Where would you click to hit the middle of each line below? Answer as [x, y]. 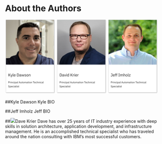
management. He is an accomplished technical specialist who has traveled [80, 131]
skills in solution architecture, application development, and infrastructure [78, 126]
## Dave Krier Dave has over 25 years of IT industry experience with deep [81, 121]
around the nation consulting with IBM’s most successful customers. [73, 136]
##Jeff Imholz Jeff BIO [28, 111]
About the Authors [43, 8]
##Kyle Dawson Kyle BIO [30, 101]
